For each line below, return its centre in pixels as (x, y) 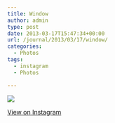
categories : (25, 46)
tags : (15, 60)
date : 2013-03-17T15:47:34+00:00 (56, 33)
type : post (23, 27)
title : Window (28, 14)
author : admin (28, 20)
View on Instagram (34, 112)
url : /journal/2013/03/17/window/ (58, 40)
